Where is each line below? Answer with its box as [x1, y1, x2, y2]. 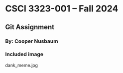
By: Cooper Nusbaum [5, 38, 58, 45]
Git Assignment [5, 23, 55, 31]
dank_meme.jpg [5, 62, 38, 68]
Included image [5, 51, 44, 58]
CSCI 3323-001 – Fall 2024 [5, 3, 119, 14]
